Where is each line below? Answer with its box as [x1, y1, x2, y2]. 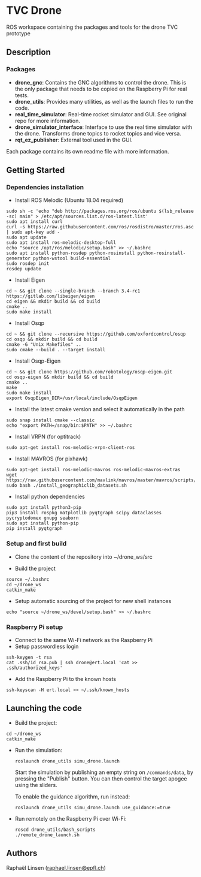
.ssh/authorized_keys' [6, 665, 63, 671]
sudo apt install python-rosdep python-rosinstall [6, 250, 135, 257]
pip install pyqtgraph [6, 526, 63, 532]
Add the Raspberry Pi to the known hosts [14, 675, 117, 682]
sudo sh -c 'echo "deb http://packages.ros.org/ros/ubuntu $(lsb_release [6, 208, 194, 215]
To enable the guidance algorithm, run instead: [14, 792, 130, 800]
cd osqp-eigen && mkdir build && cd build [6, 374, 114, 381]
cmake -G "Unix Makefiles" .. [6, 342, 82, 348]
